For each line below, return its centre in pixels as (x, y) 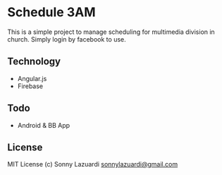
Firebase (30, 86)
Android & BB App (44, 125)
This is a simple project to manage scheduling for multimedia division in (111, 32)
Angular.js (32, 78)
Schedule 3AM (51, 12)
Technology (34, 62)
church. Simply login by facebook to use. (67, 39)
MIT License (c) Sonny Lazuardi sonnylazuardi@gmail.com (93, 164)
